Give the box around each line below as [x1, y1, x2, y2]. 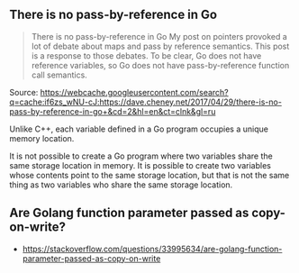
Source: [9, 86, 39, 97]
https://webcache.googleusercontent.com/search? [40, 86, 230, 97]
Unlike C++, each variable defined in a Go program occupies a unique [9, 123, 268, 134]
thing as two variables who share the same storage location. [9, 179, 233, 190]
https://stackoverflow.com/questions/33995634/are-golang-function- [22, 243, 283, 254]
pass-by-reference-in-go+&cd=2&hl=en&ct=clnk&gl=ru [9, 105, 216, 116]
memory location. [9, 132, 75, 143]
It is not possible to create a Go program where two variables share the [9, 150, 273, 161]
